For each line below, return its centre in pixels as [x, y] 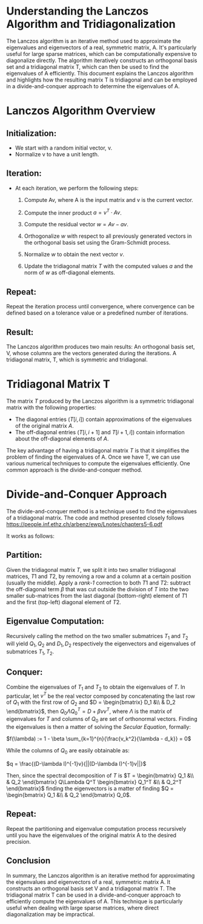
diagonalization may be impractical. [51, 914]
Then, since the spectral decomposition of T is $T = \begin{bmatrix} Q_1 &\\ [100, 776]
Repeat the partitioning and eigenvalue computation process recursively [96, 828]
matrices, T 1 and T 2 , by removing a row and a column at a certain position [99, 576]
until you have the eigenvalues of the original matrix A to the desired [92, 835]
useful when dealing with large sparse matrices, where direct [83, 908]
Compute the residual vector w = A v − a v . [76, 224]
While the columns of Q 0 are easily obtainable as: [68, 751]
